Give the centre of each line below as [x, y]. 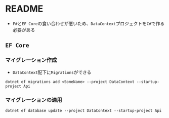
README [24, 9]
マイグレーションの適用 [34, 100]
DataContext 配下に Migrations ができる [52, 72]
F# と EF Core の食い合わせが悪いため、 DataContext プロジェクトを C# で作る [89, 23]
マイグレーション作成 [31, 60]
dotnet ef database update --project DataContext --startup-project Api [83, 110]
